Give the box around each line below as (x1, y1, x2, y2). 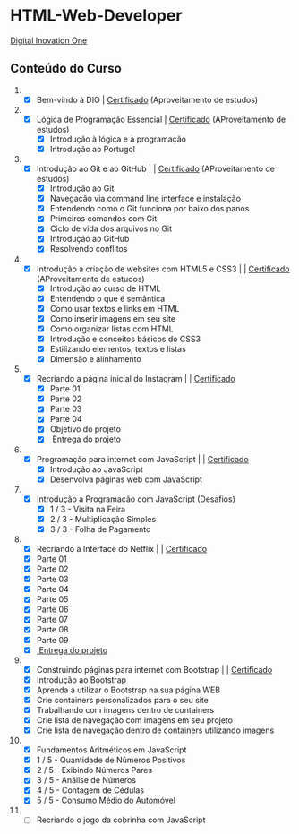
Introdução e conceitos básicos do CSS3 (49, 333, 201, 344)
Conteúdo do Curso (10, 61, 122, 76)
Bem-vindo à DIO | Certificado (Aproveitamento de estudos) (36, 94, 259, 105)
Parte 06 (36, 604, 69, 615)
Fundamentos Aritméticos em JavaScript (36, 744, 187, 755)
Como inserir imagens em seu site (49, 313, 176, 323)
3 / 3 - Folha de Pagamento (49, 523, 151, 534)
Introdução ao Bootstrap (36, 674, 127, 685)
